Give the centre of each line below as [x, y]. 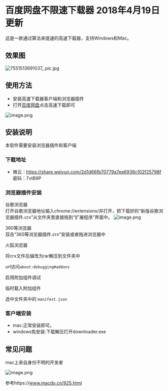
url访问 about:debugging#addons [38, 266]
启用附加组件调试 [23, 277]
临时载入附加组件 [23, 288]
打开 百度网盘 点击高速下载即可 [44, 105]
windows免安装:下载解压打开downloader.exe [59, 332]
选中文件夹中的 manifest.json [36, 299]
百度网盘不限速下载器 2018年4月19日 [82, 10]
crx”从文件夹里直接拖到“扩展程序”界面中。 [69, 217]
